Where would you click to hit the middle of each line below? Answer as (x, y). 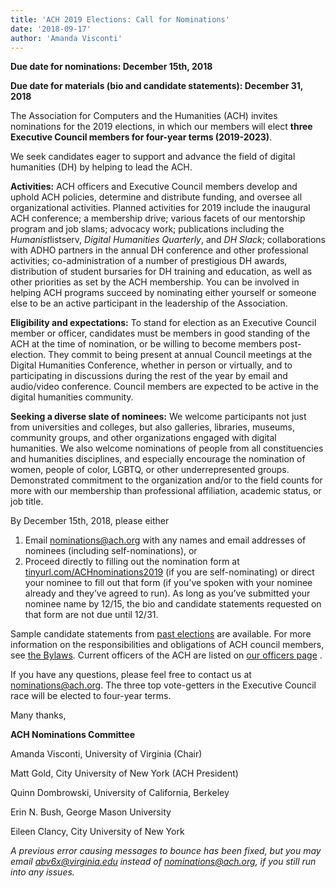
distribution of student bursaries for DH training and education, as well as (161, 272)
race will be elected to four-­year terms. (91, 696)
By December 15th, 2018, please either (90, 521)
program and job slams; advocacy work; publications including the (147, 229)
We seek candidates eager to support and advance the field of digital (153, 157)
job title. (27, 502)
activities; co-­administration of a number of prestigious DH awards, (149, 261)
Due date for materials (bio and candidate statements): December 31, (157, 86)
